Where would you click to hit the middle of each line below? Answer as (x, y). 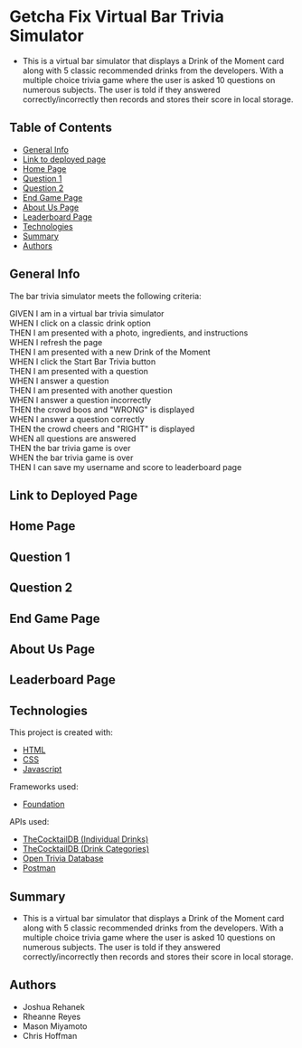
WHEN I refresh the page (56, 342)
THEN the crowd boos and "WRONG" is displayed (102, 410)
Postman (39, 868)
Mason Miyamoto (55, 1026)
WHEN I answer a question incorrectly (80, 400)
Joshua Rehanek (54, 1006)
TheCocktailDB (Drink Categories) (86, 849)
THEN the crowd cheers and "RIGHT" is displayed (102, 429)
